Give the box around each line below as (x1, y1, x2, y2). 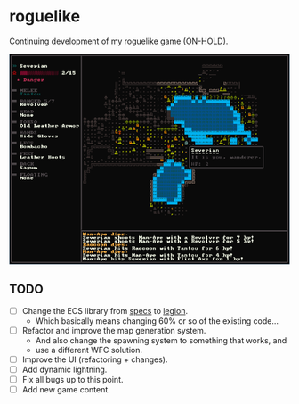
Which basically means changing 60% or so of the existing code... (35, 315, 279, 326)
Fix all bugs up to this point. (21, 375, 124, 384)
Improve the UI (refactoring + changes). (21, 354, 168, 365)
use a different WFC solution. (35, 344, 143, 355)
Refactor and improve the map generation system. (21, 325, 206, 335)
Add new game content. (21, 384, 111, 395)
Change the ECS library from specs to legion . (21, 305, 189, 316)
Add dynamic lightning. (21, 364, 108, 375)
